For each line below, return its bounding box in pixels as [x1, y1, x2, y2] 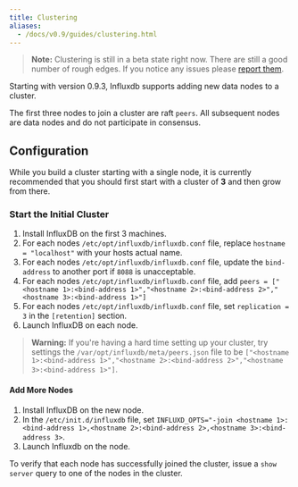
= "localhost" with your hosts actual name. [21, 248, 183, 258]
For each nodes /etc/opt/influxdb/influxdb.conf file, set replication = [21, 301, 290, 312]
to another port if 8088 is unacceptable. [52, 266, 196, 277]
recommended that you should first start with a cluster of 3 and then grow [9, 176, 282, 188]
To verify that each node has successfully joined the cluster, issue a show [9, 458, 277, 469]
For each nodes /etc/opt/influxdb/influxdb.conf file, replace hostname [21, 238, 286, 248]
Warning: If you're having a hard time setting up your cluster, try [30, 337, 269, 348]
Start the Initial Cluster [9, 208, 110, 221]
